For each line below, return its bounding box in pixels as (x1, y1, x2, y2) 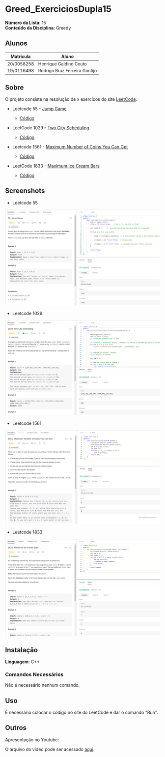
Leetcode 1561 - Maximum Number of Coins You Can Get (12, 144, 128, 150)
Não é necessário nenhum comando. (5, 682, 80, 688)
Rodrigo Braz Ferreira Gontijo (38, 67, 97, 73)
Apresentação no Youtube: (5, 736, 59, 743)
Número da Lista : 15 (5, 20, 46, 26)
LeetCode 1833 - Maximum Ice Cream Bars (12, 163, 100, 169)
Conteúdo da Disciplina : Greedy (5, 25, 71, 30)
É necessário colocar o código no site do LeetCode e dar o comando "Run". (5, 709, 158, 716)
